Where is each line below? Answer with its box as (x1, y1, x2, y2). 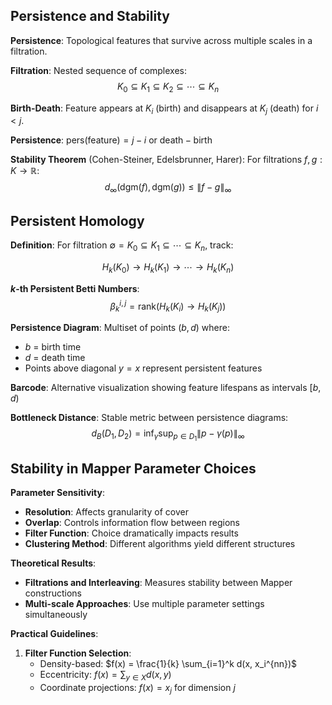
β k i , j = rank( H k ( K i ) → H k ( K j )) (109, 298, 227, 314)
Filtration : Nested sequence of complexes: (10, 64, 188, 76)
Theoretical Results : (10, 557, 97, 569)
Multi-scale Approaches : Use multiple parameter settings (24, 598, 265, 609)
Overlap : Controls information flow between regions (24, 517, 240, 528)
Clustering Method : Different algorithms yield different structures (24, 538, 296, 549)
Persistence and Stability (10, 8, 170, 25)
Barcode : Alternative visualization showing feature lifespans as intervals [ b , (10, 382, 322, 394)
